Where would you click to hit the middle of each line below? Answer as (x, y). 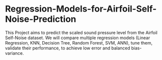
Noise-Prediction (41, 19)
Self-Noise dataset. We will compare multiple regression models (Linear (78, 38)
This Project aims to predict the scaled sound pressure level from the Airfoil (81, 32)
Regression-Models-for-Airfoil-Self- (81, 9)
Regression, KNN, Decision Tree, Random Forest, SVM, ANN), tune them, (79, 43)
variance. (14, 53)
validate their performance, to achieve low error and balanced (68, 48)
